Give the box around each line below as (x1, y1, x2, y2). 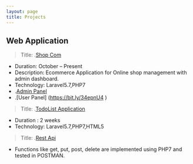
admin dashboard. (14, 75, 59, 82)
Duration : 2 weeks (14, 117, 61, 124)
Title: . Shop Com (20, 51, 62, 59)
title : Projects (6, 14, 46, 20)
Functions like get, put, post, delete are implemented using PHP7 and (14, 146, 182, 153)
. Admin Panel (14, 88, 47, 95)
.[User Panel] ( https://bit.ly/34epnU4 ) (14, 94, 107, 101)
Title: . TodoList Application (20, 105, 85, 112)
